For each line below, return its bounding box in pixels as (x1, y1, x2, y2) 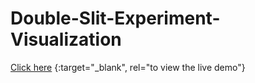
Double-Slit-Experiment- (10, 7, 221, 30)
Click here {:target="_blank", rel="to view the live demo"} (10, 61, 246, 73)
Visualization (10, 28, 122, 51)
